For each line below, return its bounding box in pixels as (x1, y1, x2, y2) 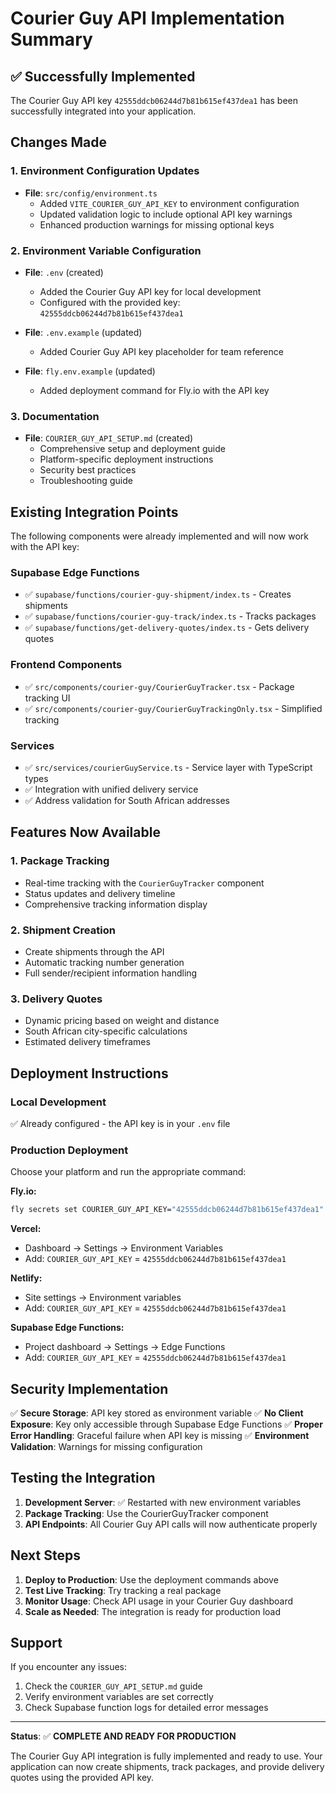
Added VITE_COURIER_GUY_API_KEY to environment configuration (39, 197, 300, 209)
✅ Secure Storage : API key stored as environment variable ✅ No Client (10, 1407, 304, 1419)
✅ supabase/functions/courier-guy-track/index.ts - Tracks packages (24, 610, 317, 622)
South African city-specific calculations (24, 1025, 188, 1037)
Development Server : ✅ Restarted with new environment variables (24, 1496, 302, 1508)
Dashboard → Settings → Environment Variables (24, 1242, 224, 1254)
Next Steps (10, 1547, 81, 1564)
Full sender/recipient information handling (24, 967, 198, 979)
